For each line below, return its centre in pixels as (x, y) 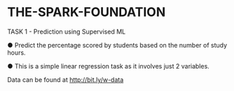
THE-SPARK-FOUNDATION (87, 12)
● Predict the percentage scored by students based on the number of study (117, 45)
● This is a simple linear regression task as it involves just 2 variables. (109, 66)
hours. (16, 52)
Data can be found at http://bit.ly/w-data (66, 79)
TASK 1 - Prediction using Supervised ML (67, 31)
